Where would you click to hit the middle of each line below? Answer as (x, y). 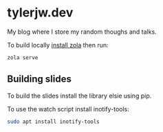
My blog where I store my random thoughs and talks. (82, 32)
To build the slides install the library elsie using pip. (79, 96)
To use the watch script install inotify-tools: (68, 109)
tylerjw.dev (40, 13)
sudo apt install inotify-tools (53, 122)
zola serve (23, 57)
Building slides (40, 79)
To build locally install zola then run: (58, 45)
